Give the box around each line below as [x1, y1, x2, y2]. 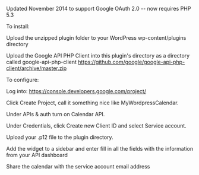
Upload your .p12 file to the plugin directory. [6, 133, 114, 141]
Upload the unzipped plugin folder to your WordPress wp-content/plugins [6, 34, 187, 41]
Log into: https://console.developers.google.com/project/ [6, 88, 147, 94]
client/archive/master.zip [6, 65, 67, 72]
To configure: [6, 77, 39, 83]
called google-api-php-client [6, 59, 77, 65]
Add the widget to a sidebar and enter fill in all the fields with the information [6, 145, 194, 152]
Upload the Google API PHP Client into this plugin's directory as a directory [6, 52, 190, 59]
